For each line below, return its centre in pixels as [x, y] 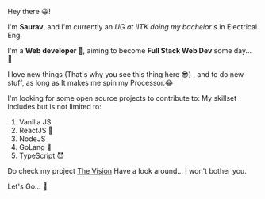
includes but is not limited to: [55, 107]
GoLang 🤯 [35, 147]
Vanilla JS [35, 122]
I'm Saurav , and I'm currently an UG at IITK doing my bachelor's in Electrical [132, 27]
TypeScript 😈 [42, 155]
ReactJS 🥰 [36, 130]
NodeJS [32, 139]
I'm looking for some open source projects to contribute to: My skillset [122, 98]
